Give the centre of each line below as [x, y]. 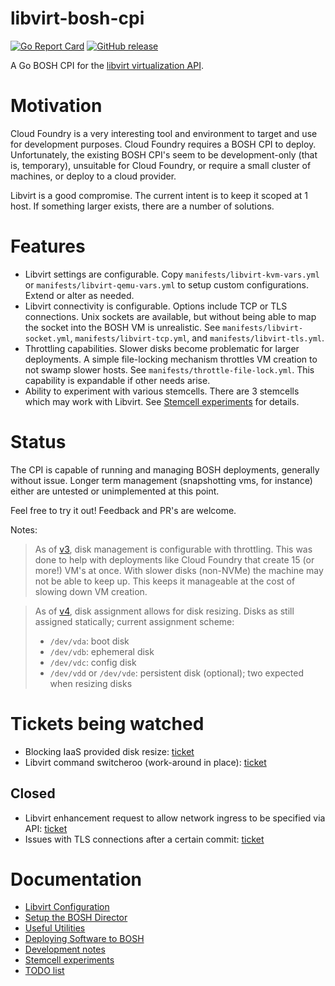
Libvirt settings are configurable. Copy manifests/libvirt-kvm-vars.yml [172, 274]
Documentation [76, 879]
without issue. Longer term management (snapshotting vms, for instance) [161, 480]
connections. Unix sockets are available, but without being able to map [170, 316]
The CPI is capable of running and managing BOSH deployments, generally [165, 469]
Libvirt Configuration [67, 907]
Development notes [65, 949]
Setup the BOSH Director [76, 918]
